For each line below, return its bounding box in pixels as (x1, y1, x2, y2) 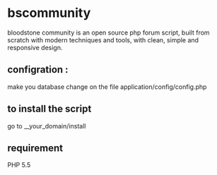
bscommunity (7, 5, 91, 21)
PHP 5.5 (7, 161, 31, 169)
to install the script (7, 103, 92, 115)
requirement (7, 142, 64, 154)
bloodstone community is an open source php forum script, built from (7, 28, 210, 37)
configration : (7, 64, 69, 76)
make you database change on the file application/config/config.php (7, 83, 207, 91)
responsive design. (7, 43, 63, 52)
